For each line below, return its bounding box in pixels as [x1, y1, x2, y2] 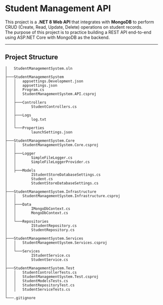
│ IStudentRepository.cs [5, 223, 77, 228]
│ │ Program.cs [5, 87, 45, 92]
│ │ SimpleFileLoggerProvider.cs [5, 159, 90, 164]
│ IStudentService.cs [5, 253, 70, 258]
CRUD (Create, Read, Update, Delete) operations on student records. [5, 24, 143, 30]
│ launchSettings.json [5, 130, 73, 135]
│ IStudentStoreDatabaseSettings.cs [5, 172, 101, 177]
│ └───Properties [5, 125, 45, 130]
